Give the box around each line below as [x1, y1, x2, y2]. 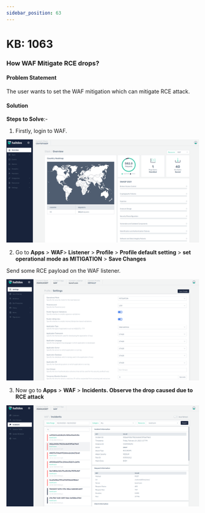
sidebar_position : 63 [6, 10, 62, 16]
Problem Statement [6, 74, 57, 82]
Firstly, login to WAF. [15, 127, 67, 135]
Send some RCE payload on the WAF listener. [6, 267, 121, 274]
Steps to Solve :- [6, 115, 48, 123]
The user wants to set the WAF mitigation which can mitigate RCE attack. [6, 88, 190, 95]
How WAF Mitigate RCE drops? [6, 59, 100, 67]
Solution [6, 102, 29, 109]
